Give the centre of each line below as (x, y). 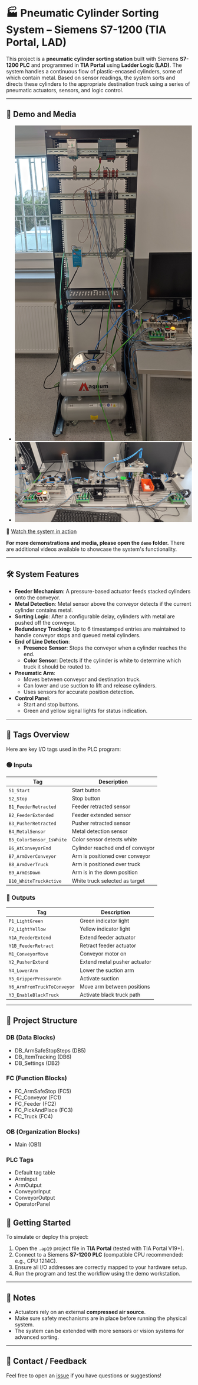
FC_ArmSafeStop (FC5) (43, 1091)
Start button (86, 790)
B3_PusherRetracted (32, 824)
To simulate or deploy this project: (47, 1237)
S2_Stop (18, 799)
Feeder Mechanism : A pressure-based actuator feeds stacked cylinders (103, 591)
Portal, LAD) (36, 42)
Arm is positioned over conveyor (111, 856)
